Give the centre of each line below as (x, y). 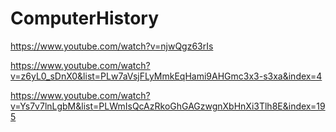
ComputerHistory (85, 18)
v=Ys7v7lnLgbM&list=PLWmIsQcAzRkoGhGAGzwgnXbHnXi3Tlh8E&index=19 (168, 106)
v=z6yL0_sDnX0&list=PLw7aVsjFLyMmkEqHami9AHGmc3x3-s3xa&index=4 (166, 76)
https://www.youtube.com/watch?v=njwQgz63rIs (112, 46)
